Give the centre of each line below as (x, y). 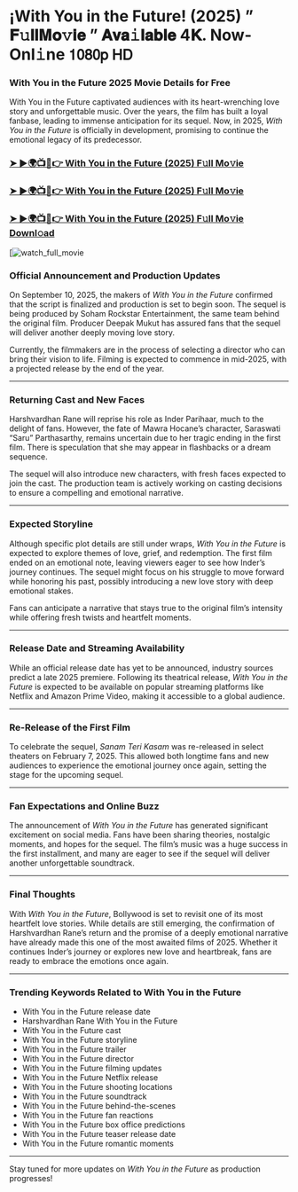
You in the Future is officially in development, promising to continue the (139, 130)
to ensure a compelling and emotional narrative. (96, 493)
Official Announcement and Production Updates (115, 275)
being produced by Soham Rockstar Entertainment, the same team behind (145, 313)
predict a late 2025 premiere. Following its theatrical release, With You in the (149, 677)
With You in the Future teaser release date (99, 1134)
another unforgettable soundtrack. (72, 863)
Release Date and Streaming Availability (97, 648)
